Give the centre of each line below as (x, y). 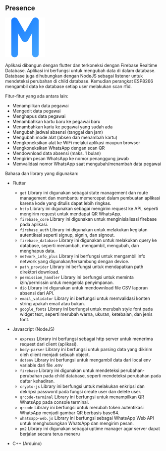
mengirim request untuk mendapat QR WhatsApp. (70, 214)
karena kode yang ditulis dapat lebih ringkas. (65, 203)
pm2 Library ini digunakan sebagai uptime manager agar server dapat (90, 428)
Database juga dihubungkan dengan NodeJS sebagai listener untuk (74, 76)
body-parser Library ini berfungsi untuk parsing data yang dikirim (86, 349)
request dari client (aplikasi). (49, 344)
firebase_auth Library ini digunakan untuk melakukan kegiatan (83, 229)
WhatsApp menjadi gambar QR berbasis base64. (70, 413)
